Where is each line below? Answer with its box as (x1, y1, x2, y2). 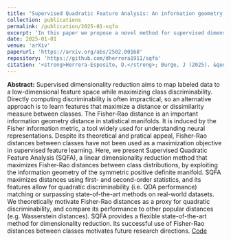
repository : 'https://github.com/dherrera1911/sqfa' (7, 55, 162, 62)
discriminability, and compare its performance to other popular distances (7, 205, 214, 213)
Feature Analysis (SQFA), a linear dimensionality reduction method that (7, 153, 208, 162)
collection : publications (7, 17, 81, 23)
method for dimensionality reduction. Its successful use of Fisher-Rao (7, 219, 205, 227)
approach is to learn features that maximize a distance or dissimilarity (7, 102, 204, 110)
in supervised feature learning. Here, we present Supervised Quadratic (7, 146, 208, 154)
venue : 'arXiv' (7, 42, 51, 49)
